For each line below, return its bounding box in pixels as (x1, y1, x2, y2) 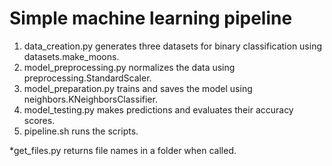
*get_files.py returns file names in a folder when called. (9, 144, 237, 156)
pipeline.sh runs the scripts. (23, 125, 139, 137)
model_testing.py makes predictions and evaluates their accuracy (23, 103, 294, 116)
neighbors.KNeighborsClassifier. (23, 93, 158, 105)
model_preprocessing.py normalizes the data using (23, 61, 236, 73)
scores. (23, 114, 56, 126)
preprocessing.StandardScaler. (23, 72, 152, 84)
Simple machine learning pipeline (9, 7, 293, 30)
